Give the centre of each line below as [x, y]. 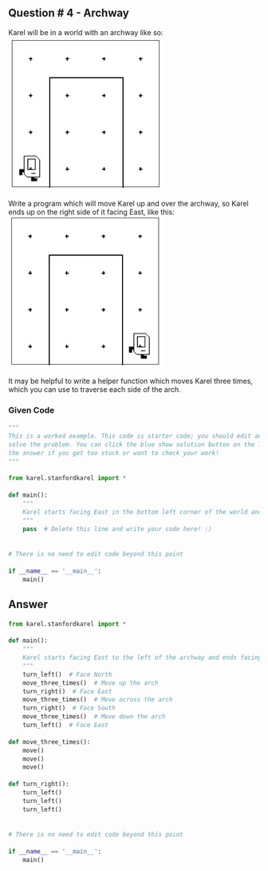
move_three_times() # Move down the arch [94, 717]
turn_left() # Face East [66, 725]
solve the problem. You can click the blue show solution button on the [132, 444]
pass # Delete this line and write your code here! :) [118, 529]
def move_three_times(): [49, 742]
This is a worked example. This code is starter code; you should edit [130, 436]
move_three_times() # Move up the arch [91, 683]
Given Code [32, 410]
